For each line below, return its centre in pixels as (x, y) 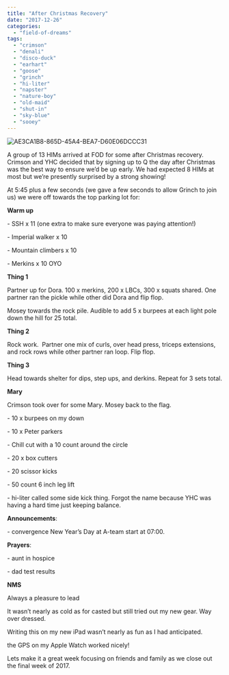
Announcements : (32, 518)
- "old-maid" (32, 103)
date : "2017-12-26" (35, 20)
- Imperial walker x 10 (37, 236)
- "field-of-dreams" (42, 33)
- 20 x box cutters (32, 458)
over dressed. (27, 618)
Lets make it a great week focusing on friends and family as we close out (110, 658)
